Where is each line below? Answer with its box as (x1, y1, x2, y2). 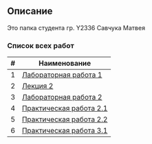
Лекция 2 (21, 82, 54, 91)
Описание (7, 5, 53, 17)
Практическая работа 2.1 (21, 104, 108, 113)
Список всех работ (7, 40, 74, 50)
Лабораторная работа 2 (21, 93, 102, 102)
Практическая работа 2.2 (21, 115, 108, 124)
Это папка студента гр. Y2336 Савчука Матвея (7, 23, 146, 32)
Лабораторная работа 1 (21, 70, 102, 80)
